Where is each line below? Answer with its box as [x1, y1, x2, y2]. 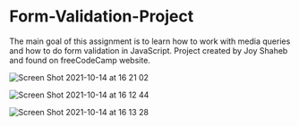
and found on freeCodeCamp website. [9, 55, 150, 65]
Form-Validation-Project [9, 6, 194, 27]
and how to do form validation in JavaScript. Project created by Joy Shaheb [9, 45, 288, 55]
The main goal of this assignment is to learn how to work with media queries [9, 36, 291, 46]
